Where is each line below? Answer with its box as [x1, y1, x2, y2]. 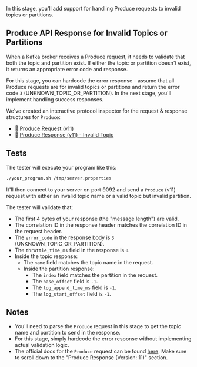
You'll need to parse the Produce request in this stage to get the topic [14, 323, 181, 330]
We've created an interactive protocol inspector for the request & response [6, 107, 188, 114]
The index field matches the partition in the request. [32, 271, 158, 279]
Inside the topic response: [14, 253, 78, 260]
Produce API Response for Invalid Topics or [6, 28, 168, 38]
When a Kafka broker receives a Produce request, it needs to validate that [6, 53, 185, 60]
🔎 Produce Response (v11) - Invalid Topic [14, 131, 114, 138]
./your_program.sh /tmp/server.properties [6, 175, 112, 181]
